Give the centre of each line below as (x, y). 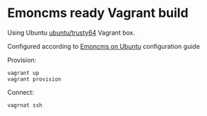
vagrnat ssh (25, 105)
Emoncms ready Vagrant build (98, 13)
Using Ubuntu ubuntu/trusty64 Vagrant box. (71, 33)
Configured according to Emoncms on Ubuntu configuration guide (103, 46)
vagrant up (23, 73)
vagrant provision (34, 79)
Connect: (20, 92)
